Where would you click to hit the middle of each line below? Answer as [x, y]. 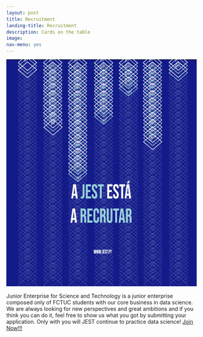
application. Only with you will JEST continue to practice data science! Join [100, 322]
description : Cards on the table [48, 32]
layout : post [23, 13]
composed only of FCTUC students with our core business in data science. [100, 302]
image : [14, 38]
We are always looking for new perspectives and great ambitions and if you [100, 309]
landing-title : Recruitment [42, 25]
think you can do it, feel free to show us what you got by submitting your [96, 315]
